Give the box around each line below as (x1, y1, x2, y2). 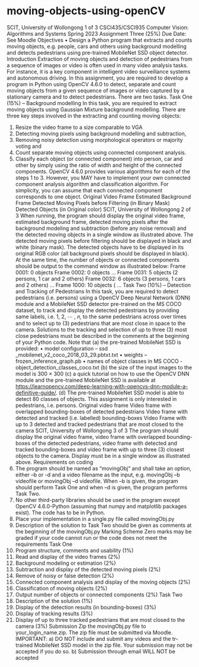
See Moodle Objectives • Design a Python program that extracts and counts (7, 36, 192, 43)
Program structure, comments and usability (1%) (15, 546, 134, 554)
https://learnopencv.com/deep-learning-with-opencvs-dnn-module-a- (15, 383, 188, 390)
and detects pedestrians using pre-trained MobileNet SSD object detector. (7, 49, 188, 56)
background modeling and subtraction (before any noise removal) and (15, 225, 187, 232)
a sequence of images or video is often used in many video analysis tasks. (7, 61, 188, 69)
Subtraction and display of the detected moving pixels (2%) (15, 565, 161, 573)
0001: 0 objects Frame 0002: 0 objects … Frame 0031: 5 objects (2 (15, 268, 178, 276)
